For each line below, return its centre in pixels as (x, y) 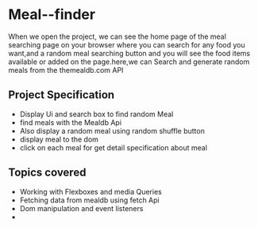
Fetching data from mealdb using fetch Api (90, 200)
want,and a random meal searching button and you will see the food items (129, 53)
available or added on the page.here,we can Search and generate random (129, 62)
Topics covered (47, 173)
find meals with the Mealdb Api (70, 122)
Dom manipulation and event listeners (81, 208)
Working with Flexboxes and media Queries (91, 191)
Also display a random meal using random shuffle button (112, 131)
